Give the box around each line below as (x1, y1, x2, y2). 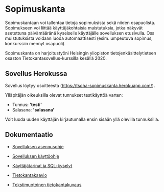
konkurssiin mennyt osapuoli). (5, 40, 66, 46)
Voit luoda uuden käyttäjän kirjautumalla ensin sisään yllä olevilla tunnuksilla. (5, 116, 160, 122)
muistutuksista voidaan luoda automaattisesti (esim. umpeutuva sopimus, (5, 35, 153, 41)
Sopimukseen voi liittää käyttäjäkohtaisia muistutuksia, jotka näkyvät (5, 25, 143, 30)
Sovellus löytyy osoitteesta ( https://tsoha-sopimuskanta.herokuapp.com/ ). (5, 82, 155, 88)
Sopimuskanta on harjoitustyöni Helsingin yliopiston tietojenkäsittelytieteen (5, 50, 157, 56)
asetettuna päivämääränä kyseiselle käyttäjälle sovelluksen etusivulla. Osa (5, 30, 155, 36)
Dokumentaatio (5, 131, 53, 139)
